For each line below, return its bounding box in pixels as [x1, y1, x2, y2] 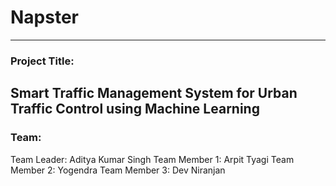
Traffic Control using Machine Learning [10, 101, 260, 118]
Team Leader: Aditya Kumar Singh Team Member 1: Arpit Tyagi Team [10, 153, 295, 165]
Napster [10, 6, 79, 29]
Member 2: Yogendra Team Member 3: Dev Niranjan [10, 164, 226, 176]
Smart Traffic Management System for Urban [10, 85, 298, 102]
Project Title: [10, 54, 75, 68]
